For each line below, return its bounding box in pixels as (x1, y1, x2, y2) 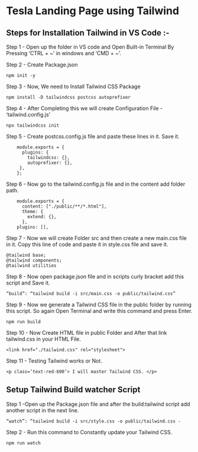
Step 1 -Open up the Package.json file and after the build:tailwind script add (6, 401, 190, 408)
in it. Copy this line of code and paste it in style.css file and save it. (6, 241, 168, 248)
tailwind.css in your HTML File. (6, 335, 81, 343)
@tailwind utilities (6, 263, 57, 269)
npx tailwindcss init (6, 122, 60, 128)
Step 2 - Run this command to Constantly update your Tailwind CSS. (6, 428, 173, 435)
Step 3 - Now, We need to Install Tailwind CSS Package (6, 83, 141, 90)
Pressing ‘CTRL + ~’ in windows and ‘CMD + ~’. (6, 50, 122, 57)
